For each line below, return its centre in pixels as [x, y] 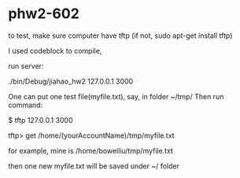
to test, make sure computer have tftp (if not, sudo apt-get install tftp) [120, 35]
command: [26, 105]
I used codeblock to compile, [55, 50]
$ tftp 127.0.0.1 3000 [41, 120]
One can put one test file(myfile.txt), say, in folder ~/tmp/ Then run [116, 96]
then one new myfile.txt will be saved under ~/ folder [94, 165]
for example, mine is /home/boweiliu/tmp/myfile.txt [90, 150]
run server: [26, 66]
